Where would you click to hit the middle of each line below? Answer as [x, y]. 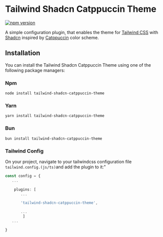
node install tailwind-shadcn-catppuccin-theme [55, 93]
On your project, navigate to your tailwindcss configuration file [68, 161]
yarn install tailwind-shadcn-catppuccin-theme [55, 116]
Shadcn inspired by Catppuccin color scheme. [52, 38]
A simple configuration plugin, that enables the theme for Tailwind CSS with [82, 32]
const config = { [23, 176]
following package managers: [35, 70]
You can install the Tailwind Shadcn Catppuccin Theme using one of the [78, 65]
